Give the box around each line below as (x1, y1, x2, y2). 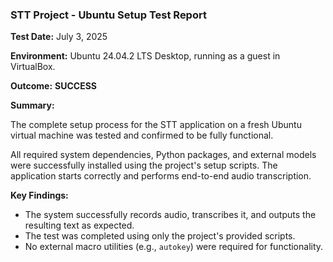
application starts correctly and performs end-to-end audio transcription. (10, 170, 312, 182)
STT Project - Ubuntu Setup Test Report (10, 8, 207, 22)
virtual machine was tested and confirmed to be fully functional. (10, 129, 274, 142)
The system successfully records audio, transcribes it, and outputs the (24, 209, 317, 221)
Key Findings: (10, 189, 69, 202)
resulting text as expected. (24, 219, 135, 232)
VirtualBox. (10, 61, 56, 73)
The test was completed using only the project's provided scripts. (24, 230, 296, 242)
